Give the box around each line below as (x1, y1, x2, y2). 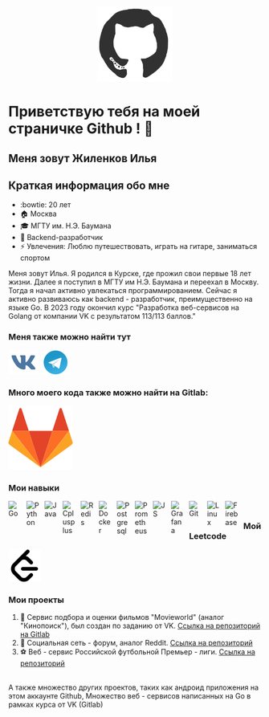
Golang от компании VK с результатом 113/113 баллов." (8, 312, 197, 321)
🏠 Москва (19, 209, 58, 218)
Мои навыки (8, 482, 60, 493)
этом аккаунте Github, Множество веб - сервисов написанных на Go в (8, 691, 251, 700)
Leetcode (189, 531, 227, 542)
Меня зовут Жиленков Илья (8, 151, 157, 165)
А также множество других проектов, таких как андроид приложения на (8, 682, 259, 692)
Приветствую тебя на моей (8, 103, 201, 121)
